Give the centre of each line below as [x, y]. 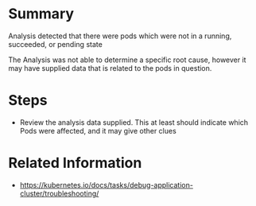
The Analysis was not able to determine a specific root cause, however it [127, 60]
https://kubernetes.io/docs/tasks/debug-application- [106, 185]
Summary [41, 14]
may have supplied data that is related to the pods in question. [110, 68]
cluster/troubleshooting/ [59, 193]
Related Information [75, 163]
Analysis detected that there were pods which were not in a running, [120, 36]
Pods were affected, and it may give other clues [98, 130]
